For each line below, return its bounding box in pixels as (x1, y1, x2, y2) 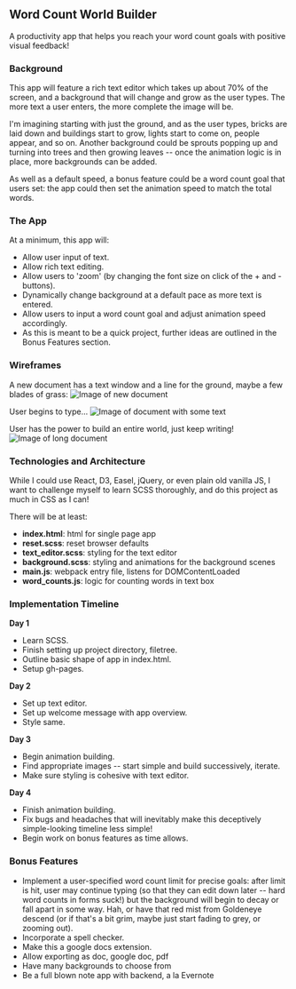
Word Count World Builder (9, 7, 158, 22)
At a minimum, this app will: (9, 235, 109, 245)
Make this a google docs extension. (21, 941, 152, 952)
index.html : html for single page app (21, 529, 157, 538)
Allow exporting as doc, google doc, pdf (21, 951, 169, 961)
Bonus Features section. (21, 337, 111, 347)
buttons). (21, 280, 56, 291)
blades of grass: (9, 388, 68, 399)
